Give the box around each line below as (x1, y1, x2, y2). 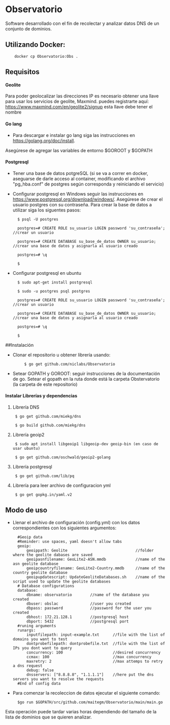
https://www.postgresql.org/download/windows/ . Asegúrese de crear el (12, 196, 163, 202)
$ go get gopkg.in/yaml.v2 (15, 492, 72, 497)
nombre (5, 109, 22, 115)
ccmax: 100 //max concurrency (26, 654, 152, 660)
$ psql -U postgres (17, 216, 58, 222)
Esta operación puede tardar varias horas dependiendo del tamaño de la (5, 708, 157, 714)
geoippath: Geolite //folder (26, 548, 154, 553)
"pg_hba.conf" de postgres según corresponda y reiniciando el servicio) (12, 181, 164, 187)
